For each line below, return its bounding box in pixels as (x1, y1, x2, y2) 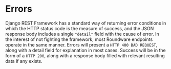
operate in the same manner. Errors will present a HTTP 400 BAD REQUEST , (5, 41, 158, 48)
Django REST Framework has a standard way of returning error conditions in (5, 20, 166, 26)
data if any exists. (5, 58, 42, 64)
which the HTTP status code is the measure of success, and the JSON (5, 25, 154, 31)
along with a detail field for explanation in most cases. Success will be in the (5, 47, 166, 53)
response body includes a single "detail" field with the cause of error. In (5, 31, 160, 37)
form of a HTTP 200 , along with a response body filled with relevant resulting (5, 52, 165, 59)
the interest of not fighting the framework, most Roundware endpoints (5, 36, 153, 42)
